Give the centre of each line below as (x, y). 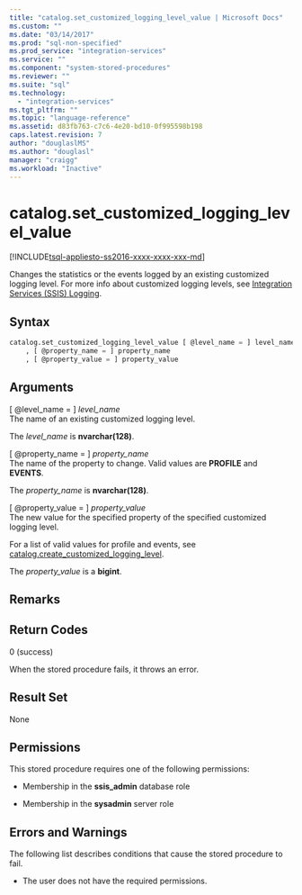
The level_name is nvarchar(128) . (72, 436)
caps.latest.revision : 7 (56, 135)
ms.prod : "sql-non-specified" (66, 43)
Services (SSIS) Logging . (56, 294)
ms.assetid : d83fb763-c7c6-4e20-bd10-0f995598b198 (106, 127)
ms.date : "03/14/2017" (52, 34)
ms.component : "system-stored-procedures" (90, 68)
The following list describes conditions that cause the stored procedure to (146, 854)
